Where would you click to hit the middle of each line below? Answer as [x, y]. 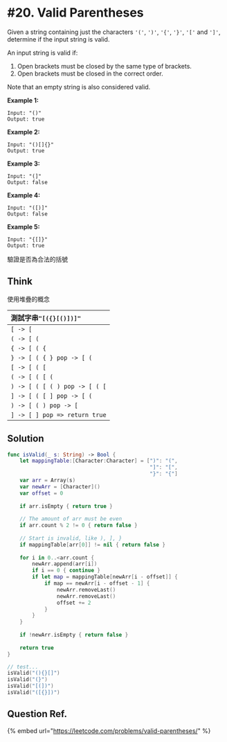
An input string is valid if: [43, 53]
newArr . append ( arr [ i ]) [65, 564]
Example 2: [24, 132]
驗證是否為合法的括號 [37, 259]
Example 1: [23, 100]
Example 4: [24, 195]
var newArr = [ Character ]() [60, 486]
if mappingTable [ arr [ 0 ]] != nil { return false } [93, 545]
